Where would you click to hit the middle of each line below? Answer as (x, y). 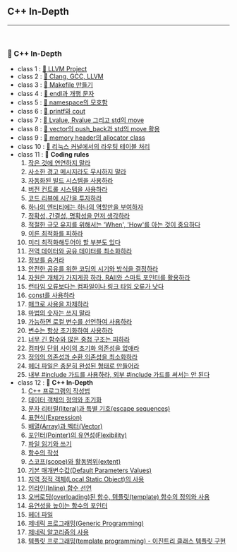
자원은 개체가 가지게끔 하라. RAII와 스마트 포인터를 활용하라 (109, 277)
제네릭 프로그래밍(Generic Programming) (86, 523)
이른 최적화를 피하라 (55, 234)
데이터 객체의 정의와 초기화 (65, 400)
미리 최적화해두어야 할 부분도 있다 (74, 242)
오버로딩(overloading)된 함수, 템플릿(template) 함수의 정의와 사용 (119, 497)
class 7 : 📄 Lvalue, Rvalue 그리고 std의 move (81, 120)
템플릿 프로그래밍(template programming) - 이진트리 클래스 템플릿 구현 (127, 541)
